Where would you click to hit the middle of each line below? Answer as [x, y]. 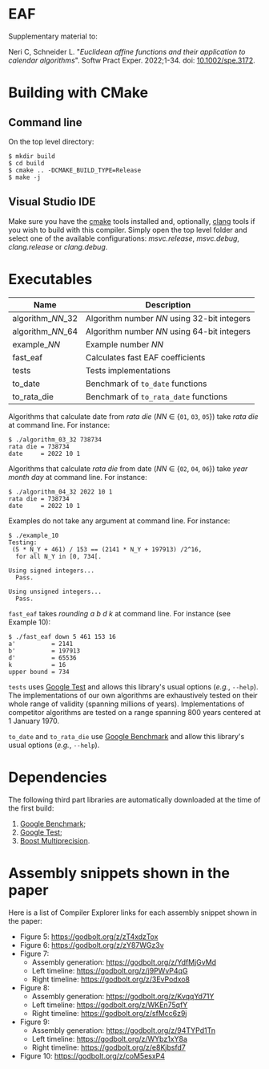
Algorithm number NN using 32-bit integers [168, 318]
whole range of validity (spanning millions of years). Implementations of [126, 704]
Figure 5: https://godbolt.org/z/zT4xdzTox [89, 937]
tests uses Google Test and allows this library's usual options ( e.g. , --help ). [133, 686]
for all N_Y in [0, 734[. [59, 556]
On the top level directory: [51, 141]
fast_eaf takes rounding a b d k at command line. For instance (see [119, 613]
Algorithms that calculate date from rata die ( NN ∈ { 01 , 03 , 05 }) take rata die [133, 416]
